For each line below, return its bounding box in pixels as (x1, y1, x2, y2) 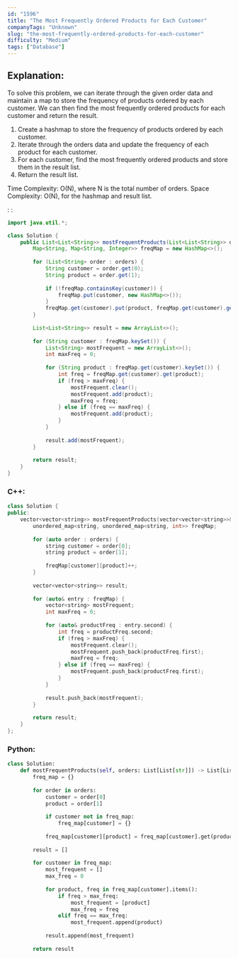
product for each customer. (17, 147, 98, 156)
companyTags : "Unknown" (7, 23, 78, 31)
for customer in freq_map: (33, 859, 113, 867)
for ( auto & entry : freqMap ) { (33, 595, 125, 603)
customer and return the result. (7, 111, 98, 119)
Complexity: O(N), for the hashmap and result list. (7, 191, 152, 200)
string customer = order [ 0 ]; (45, 542, 132, 549)
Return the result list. (17, 170, 79, 178)
